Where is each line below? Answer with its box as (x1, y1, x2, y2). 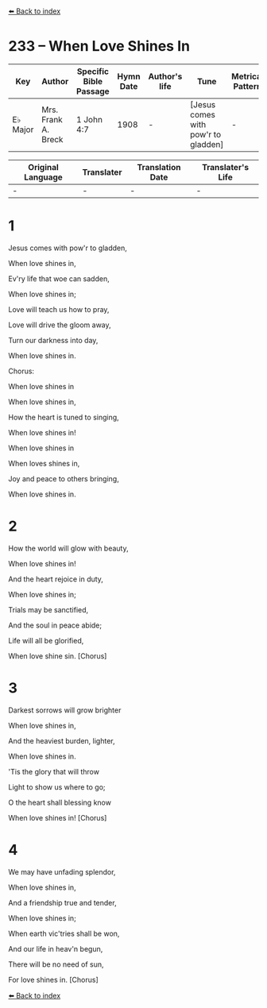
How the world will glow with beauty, (8, 543, 129, 553)
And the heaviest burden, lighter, (8, 736, 115, 745)
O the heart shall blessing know (8, 798, 111, 807)
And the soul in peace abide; (8, 620, 103, 630)
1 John (76, 114, 103, 125)
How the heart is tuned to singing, (8, 412, 119, 422)
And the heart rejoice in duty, (8, 574, 103, 584)
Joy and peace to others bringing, (8, 473, 119, 483)
